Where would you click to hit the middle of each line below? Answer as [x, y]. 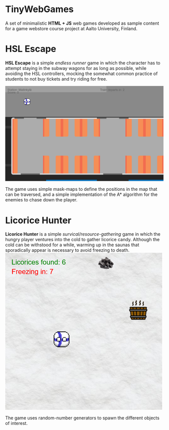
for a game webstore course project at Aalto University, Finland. [71, 28]
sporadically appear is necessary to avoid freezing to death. [67, 250]
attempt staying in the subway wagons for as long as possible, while [76, 68]
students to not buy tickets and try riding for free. [56, 79]
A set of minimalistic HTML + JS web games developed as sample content [82, 23]
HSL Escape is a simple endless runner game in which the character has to [83, 63]
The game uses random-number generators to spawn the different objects [82, 418]
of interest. [16, 423]
